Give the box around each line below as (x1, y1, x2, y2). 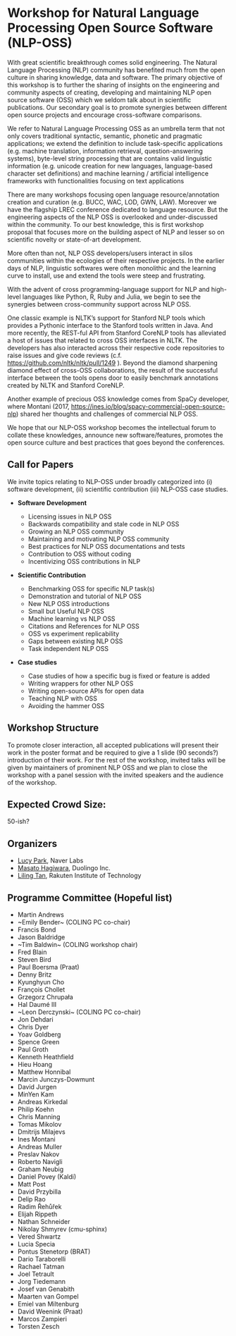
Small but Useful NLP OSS (27, 607, 104, 615)
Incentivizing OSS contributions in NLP (27, 557, 141, 565)
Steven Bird (17, 955, 51, 963)
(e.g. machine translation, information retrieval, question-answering (7, 147, 203, 155)
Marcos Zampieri (17, 1315, 67, 1323)
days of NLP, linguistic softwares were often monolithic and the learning (7, 264, 216, 272)
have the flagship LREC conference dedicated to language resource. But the (7, 205, 228, 214)
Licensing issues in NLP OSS (27, 512, 112, 521)
